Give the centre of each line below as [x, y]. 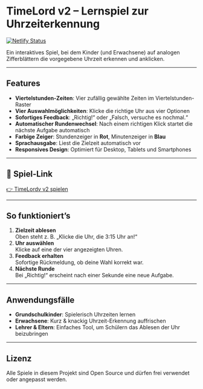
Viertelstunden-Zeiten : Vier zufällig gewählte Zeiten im [84, 98]
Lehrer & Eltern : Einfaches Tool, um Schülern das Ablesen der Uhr [97, 327]
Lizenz [19, 358]
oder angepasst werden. [37, 379]
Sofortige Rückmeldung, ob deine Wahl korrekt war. [79, 262]
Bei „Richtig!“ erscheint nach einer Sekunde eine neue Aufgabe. [94, 275]
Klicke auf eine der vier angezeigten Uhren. [69, 249]
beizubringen [31, 334]
